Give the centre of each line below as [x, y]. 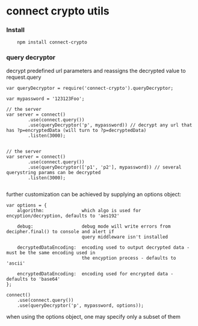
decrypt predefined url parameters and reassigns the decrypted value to [96, 71]
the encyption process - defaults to [129, 258]
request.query [24, 77]
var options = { [26, 205]
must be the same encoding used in [51, 252]
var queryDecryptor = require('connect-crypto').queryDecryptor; [90, 88]
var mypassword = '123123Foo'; [45, 99]
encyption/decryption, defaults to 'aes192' [63, 216]
